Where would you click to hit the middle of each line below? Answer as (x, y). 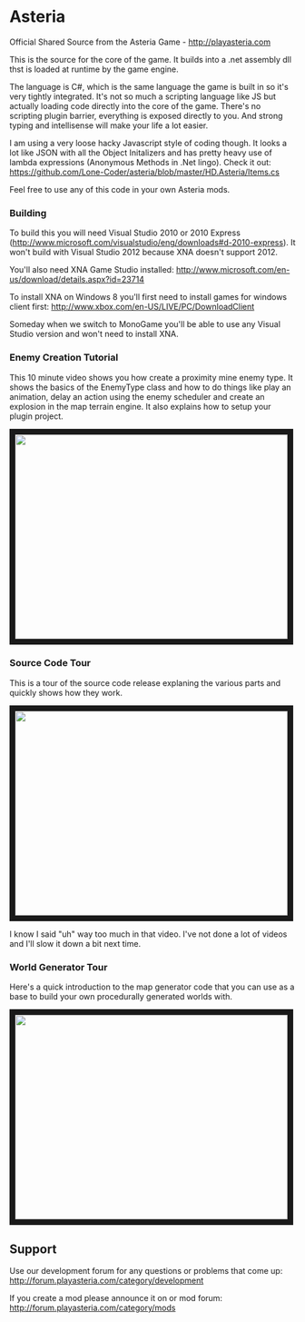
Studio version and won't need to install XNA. (94, 334)
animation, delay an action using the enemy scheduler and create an (137, 396)
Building (28, 213)
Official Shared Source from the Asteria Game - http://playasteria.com (140, 42)
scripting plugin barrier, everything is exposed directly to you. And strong (146, 115)
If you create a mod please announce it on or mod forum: (116, 1297)
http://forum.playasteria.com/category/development (107, 1280)
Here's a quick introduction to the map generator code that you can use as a (152, 987)
